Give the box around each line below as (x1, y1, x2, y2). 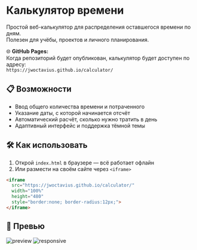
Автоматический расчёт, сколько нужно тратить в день (14, 115, 158, 123)
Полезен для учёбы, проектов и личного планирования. (6, 36, 149, 43)
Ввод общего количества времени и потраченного (14, 103, 145, 110)
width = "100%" (11, 188, 44, 194)
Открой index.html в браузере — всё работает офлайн (14, 159, 155, 166)
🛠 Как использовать (6, 140, 88, 150)
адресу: (6, 60, 26, 68)
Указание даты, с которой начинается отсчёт (14, 109, 130, 117)
